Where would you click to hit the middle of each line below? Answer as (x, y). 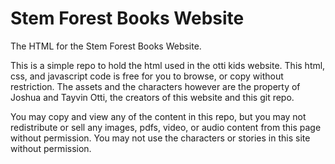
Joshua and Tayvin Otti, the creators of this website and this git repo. (152, 97)
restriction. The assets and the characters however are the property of (155, 86)
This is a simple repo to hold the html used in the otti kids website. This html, (168, 65)
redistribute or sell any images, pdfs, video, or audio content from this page (166, 127)
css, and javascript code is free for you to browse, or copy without (147, 76)
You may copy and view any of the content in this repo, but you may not (158, 116)
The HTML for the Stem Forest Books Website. (106, 46)
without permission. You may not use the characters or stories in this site (160, 138)
